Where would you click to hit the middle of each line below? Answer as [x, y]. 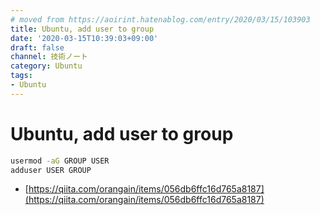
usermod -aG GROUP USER [60, 161]
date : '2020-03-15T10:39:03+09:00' [84, 38]
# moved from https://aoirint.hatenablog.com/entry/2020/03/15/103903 [160, 19]
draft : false [37, 47]
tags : [21, 76]
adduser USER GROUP [51, 170]
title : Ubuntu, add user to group [82, 29]
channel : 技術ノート [49, 57]
